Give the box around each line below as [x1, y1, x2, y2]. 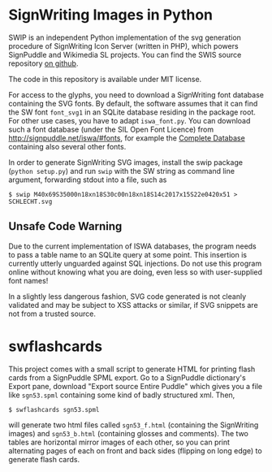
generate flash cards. [8, 454, 80, 464]
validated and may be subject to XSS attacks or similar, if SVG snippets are [8, 300, 258, 310]
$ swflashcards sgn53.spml [8, 405, 100, 414]
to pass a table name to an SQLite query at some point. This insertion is [8, 249, 248, 259]
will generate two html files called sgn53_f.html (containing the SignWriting [8, 420, 259, 430]
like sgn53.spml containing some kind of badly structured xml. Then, [8, 390, 235, 400]
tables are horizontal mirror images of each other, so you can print [8, 437, 230, 447]
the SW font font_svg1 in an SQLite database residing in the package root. [8, 107, 256, 117]
